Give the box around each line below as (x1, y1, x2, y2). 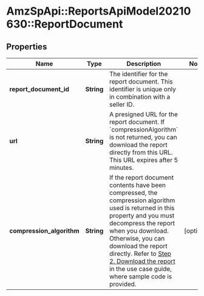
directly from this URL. (109, 148, 173, 157)
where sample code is (109, 272, 172, 281)
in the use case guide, (109, 265, 172, 273)
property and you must (109, 211, 175, 220)
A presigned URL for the (109, 110, 178, 118)
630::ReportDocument (6, 17, 123, 31)
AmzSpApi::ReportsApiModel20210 (6, 4, 191, 18)
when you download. (109, 227, 169, 235)
